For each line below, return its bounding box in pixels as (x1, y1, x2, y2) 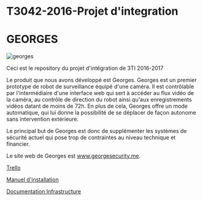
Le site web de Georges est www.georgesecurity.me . (6, 152, 141, 160)
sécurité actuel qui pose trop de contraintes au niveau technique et (6, 134, 176, 142)
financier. (6, 140, 30, 148)
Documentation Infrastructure (6, 188, 82, 195)
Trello (6, 164, 21, 172)
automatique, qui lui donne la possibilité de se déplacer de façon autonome (6, 109, 196, 116)
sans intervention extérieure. (6, 115, 79, 123)
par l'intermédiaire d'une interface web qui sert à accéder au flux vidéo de (6, 89, 194, 97)
